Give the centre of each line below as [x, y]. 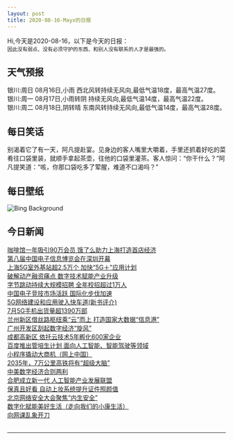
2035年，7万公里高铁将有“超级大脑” [59, 363]
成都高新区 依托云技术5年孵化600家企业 [64, 336]
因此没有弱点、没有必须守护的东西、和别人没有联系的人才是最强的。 [88, 49]
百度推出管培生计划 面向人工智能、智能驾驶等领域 [78, 345]
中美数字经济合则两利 [37, 371]
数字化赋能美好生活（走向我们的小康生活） [68, 406]
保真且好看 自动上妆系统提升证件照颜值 [63, 389]
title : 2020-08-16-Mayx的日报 [49, 20]
